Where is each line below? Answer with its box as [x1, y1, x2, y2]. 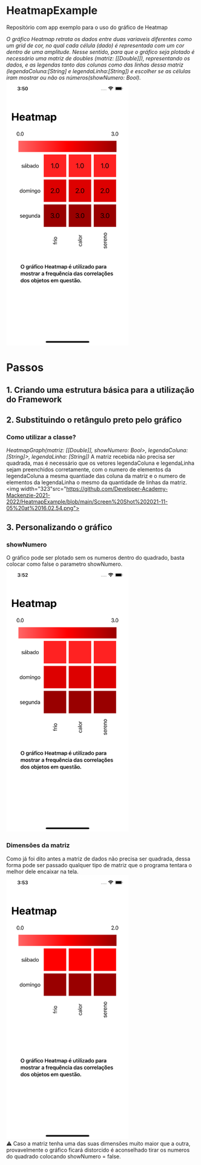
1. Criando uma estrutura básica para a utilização [6, 385, 195, 395]
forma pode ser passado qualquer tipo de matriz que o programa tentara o [6, 861, 193, 868]
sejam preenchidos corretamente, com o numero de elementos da [6, 466, 171, 473]
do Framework [6, 394, 62, 404]
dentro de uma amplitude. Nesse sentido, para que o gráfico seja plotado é [6, 48, 195, 55]
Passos [6, 361, 44, 375]
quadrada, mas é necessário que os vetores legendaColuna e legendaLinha [6, 459, 195, 467]
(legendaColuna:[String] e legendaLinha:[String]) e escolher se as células [6, 67, 191, 74]
